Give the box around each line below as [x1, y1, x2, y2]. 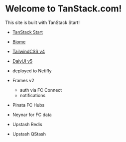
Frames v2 [12, 77, 34, 83]
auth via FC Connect [19, 87, 62, 93]
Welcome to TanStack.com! [5, 3, 122, 14]
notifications [19, 92, 46, 98]
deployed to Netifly [12, 68, 52, 74]
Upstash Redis [12, 121, 42, 127]
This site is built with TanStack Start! [5, 19, 80, 25]
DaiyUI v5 [12, 58, 33, 64]
